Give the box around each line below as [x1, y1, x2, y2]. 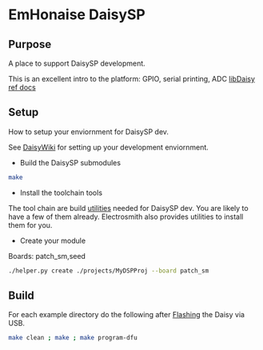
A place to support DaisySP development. [8, 58, 145, 68]
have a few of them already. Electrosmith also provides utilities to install [8, 212, 244, 221]
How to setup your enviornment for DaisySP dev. [8, 126, 169, 137]
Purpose [8, 38, 52, 51]
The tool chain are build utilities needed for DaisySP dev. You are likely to [8, 203, 249, 213]
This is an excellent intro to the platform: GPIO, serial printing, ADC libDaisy [8, 74, 256, 83]
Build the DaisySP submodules [19, 157, 122, 167]
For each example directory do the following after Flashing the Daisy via [8, 310, 245, 320]
